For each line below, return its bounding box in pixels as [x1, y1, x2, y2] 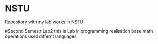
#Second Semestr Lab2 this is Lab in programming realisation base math [5, 28, 153, 34]
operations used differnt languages [5, 33, 77, 39]
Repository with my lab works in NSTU [5, 19, 83, 25]
